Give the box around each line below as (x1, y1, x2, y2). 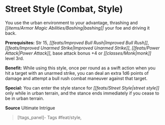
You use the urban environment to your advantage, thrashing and (5, 20, 138, 26)
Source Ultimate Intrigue (5, 105, 55, 111)
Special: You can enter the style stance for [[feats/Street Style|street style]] (5, 85, 160, 91)
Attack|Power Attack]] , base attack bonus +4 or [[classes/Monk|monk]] (5, 50, 152, 56)
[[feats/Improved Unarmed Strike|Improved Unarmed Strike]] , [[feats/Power (5, 45, 160, 51)
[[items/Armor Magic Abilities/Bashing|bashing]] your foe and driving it (5, 25, 150, 31)
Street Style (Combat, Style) (5, 3, 123, 15)
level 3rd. (5, 55, 24, 61)
